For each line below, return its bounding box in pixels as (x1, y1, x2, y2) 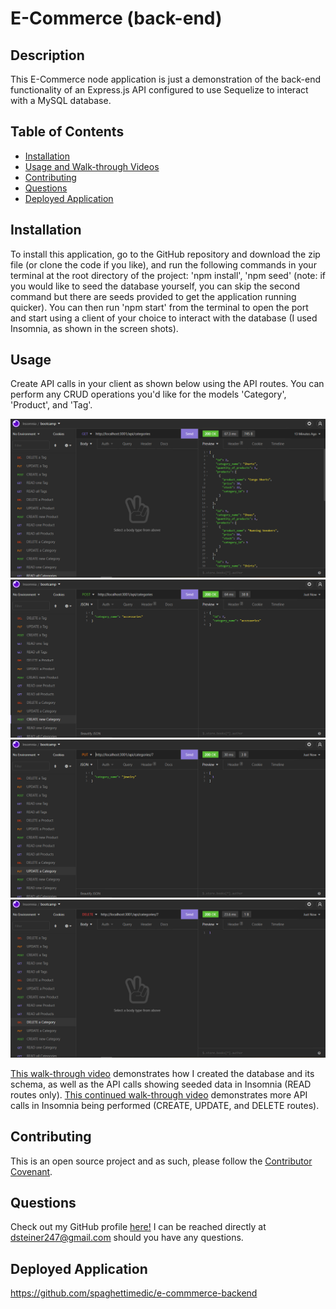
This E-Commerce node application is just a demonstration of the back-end (10, 73, 321, 85)
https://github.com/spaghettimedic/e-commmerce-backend (10, 1287, 258, 1299)
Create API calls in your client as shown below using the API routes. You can (10, 378, 325, 390)
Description (10, 47, 85, 64)
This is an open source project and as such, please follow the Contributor (10, 1155, 313, 1167)
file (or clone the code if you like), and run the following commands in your (10, 258, 317, 271)
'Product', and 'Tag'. (10, 399, 93, 411)
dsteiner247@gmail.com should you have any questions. (10, 1232, 244, 1244)
